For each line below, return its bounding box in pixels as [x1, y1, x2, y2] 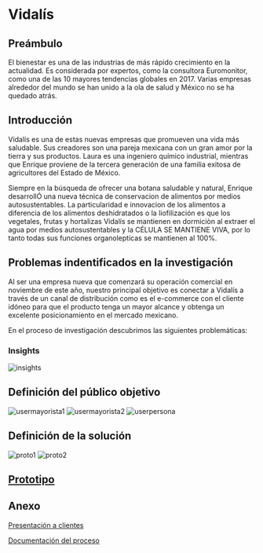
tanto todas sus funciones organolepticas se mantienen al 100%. [8, 233, 217, 243]
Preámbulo [8, 37, 63, 50]
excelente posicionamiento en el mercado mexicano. [8, 310, 179, 320]
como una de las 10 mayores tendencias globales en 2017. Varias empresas [8, 75, 251, 83]
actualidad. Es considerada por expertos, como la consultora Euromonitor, [8, 66, 248, 75]
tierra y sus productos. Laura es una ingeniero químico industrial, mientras [8, 151, 249, 160]
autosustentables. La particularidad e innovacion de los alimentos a [8, 200, 226, 209]
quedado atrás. [8, 91, 57, 100]
